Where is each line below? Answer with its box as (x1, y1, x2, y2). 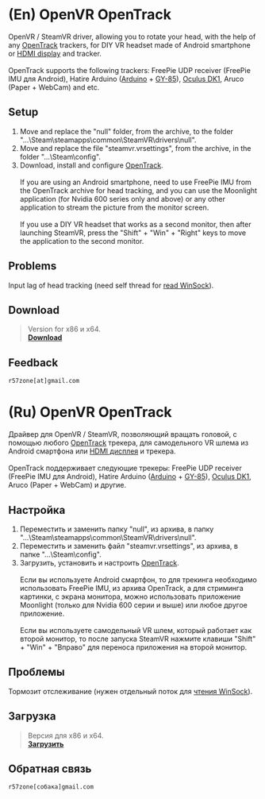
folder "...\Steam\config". (19, 152, 102, 161)
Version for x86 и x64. (27, 324, 102, 334)
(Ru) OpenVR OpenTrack (8, 403, 172, 422)
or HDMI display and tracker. (8, 48, 102, 58)
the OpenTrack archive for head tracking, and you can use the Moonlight (19, 185, 258, 195)
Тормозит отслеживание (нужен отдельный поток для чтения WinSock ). (8, 686, 253, 696)
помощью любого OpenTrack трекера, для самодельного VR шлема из (8, 438, 248, 448)
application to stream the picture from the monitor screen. (19, 203, 209, 212)
